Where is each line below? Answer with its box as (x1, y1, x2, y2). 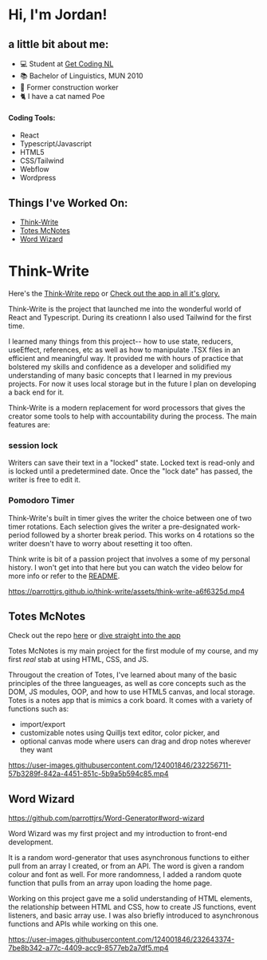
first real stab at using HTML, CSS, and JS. (8, 655, 149, 664)
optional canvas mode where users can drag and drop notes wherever (19, 736, 251, 746)
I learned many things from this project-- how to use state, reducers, (8, 336, 234, 346)
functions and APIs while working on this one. (8, 919, 159, 929)
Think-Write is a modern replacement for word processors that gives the (8, 403, 245, 412)
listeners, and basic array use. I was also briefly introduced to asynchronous (8, 910, 259, 920)
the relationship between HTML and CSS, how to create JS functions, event (8, 902, 257, 912)
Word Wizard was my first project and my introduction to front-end (8, 829, 227, 839)
